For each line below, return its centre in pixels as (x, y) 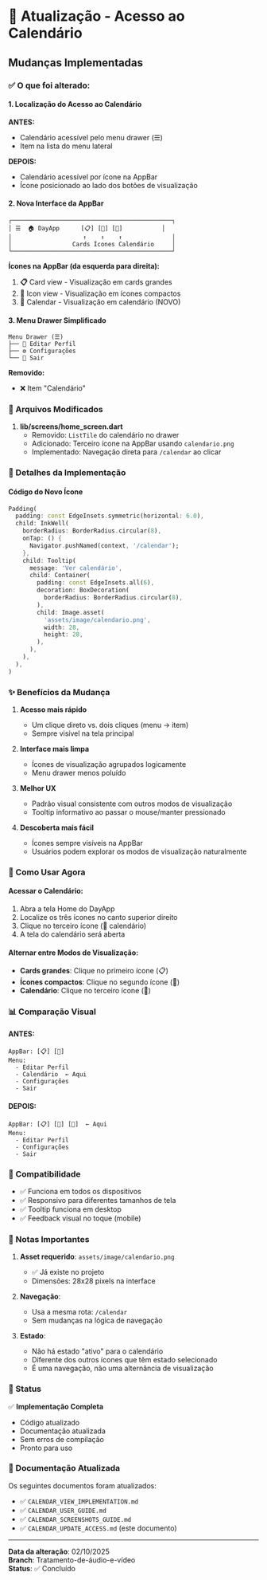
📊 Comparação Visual (52, 1012)
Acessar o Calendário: (46, 891)
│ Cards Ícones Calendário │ (92, 244)
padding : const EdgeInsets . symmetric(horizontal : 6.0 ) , (110, 516)
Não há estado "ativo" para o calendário (97, 1351)
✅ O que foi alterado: (49, 85)
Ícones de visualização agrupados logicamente (109, 764)
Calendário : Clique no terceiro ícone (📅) (85, 991)
